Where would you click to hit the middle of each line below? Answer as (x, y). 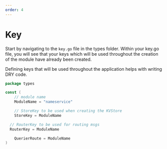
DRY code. (16, 74)
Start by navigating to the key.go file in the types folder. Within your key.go (82, 49)
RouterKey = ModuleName (34, 129)
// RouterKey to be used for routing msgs (55, 124)
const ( (13, 93)
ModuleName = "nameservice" (43, 102)
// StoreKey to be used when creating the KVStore (68, 111)
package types (20, 83)
